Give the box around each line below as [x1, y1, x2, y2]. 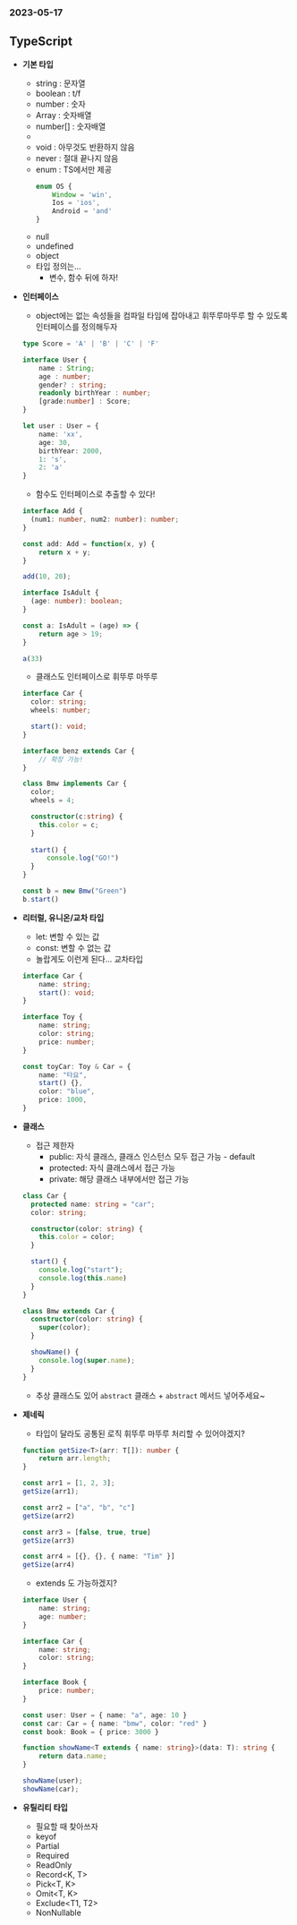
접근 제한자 [35, 1140, 74, 1151]
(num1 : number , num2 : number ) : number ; [30, 515, 180, 525]
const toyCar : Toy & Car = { [21, 1062, 132, 1071]
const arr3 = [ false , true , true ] [21, 1527, 151, 1536]
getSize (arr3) [21, 1536, 75, 1545]
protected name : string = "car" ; [30, 1200, 156, 1209]
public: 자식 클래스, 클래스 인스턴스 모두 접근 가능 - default [48, 1151, 256, 1161]
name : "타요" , [38, 1070, 88, 1080]
